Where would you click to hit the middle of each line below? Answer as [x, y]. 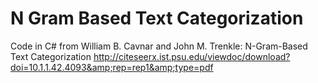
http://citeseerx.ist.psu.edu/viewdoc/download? [192, 56]
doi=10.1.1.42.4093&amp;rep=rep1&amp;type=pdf [112, 67]
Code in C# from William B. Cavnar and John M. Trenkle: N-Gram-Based [159, 46]
